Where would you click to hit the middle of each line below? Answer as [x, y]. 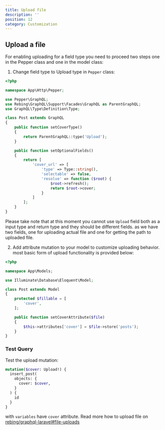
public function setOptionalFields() [54, 150]
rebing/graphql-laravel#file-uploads [42, 422]
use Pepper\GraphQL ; [27, 99]
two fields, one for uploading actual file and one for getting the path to [78, 232]
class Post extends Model [32, 289]
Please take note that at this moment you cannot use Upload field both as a [83, 221]
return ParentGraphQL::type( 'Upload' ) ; [65, 137]
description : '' [22, 15]
